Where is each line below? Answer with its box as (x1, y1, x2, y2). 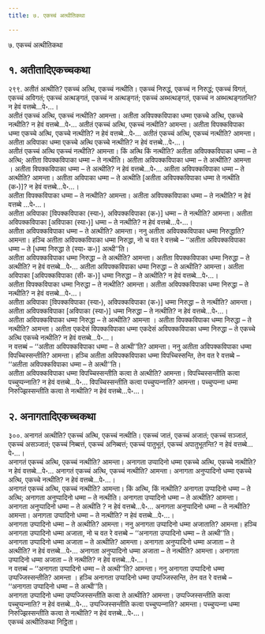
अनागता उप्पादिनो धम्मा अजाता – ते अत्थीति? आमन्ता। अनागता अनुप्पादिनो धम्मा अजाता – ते (8, 538, 235, 547)
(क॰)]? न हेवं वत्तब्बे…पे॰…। (8, 182, 80, 192)
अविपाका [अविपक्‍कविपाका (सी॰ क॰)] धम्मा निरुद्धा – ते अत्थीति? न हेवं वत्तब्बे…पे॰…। (8, 271, 219, 280)
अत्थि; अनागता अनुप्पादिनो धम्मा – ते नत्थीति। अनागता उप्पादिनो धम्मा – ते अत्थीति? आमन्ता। (8, 493, 239, 502)
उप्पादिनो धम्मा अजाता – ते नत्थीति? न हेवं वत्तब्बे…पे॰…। (8, 555, 148, 565)
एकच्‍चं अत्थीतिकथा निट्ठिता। (8, 617, 78, 627)
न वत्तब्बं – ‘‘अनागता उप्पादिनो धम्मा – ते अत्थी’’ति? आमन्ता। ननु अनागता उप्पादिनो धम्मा (8, 564, 225, 573)
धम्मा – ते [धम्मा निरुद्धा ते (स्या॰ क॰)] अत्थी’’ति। (8, 244, 129, 253)
